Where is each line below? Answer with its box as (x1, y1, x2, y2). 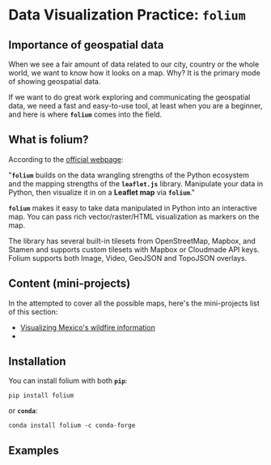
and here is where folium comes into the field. (8, 109, 163, 119)
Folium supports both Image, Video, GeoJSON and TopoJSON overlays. (8, 253, 248, 262)
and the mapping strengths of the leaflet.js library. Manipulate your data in (8, 178, 264, 188)
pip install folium (8, 391, 74, 400)
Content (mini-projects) (8, 277, 131, 291)
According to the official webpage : (8, 154, 124, 164)
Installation (8, 355, 66, 369)
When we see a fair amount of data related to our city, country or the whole (8, 59, 260, 69)
